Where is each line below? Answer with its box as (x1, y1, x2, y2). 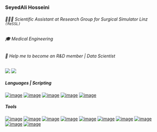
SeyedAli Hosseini (5, 4, 50, 11)
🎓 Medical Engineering (5, 36, 53, 42)
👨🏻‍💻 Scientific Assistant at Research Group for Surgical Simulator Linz (5, 16, 148, 22)
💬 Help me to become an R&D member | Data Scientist (5, 53, 115, 59)
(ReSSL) (5, 21, 21, 26)
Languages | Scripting (5, 80, 52, 86)
